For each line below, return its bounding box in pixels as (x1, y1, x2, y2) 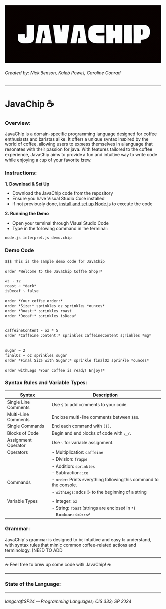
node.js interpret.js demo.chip (5, 235, 72, 240)
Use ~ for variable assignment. (51, 440, 114, 446)
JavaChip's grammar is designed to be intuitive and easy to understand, (5, 536, 152, 542)
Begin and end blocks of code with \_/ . (51, 430, 131, 436)
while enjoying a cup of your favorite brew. (5, 157, 92, 163)
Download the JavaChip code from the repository (12, 190, 113, 196)
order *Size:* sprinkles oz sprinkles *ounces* (5, 303, 105, 308)
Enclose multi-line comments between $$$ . (51, 414, 140, 420)
